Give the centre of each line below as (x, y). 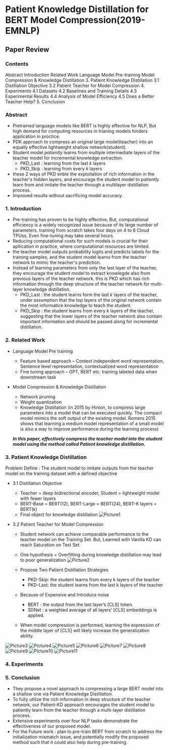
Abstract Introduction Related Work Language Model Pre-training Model (80, 75)
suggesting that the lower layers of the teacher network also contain (91, 316)
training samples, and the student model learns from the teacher (79, 257)
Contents (17, 64)
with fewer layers (38, 498)
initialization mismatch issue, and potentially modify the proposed (80, 737)
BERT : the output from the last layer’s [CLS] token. (80, 604)
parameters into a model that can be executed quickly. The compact (91, 412)
